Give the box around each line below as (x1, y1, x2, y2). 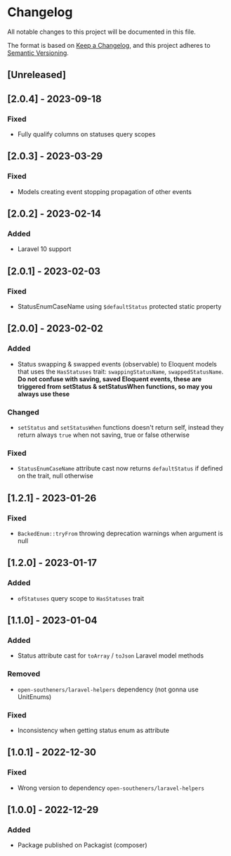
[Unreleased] (7, 69, 67, 81)
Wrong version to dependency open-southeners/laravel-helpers (17, 784, 205, 792)
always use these (17, 390, 70, 398)
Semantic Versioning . (7, 49, 69, 57)
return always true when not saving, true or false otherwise (17, 430, 190, 440)
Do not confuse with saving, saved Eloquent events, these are (17, 374, 202, 383)
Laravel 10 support (17, 245, 72, 253)
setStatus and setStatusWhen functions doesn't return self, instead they (17, 423, 224, 432)
